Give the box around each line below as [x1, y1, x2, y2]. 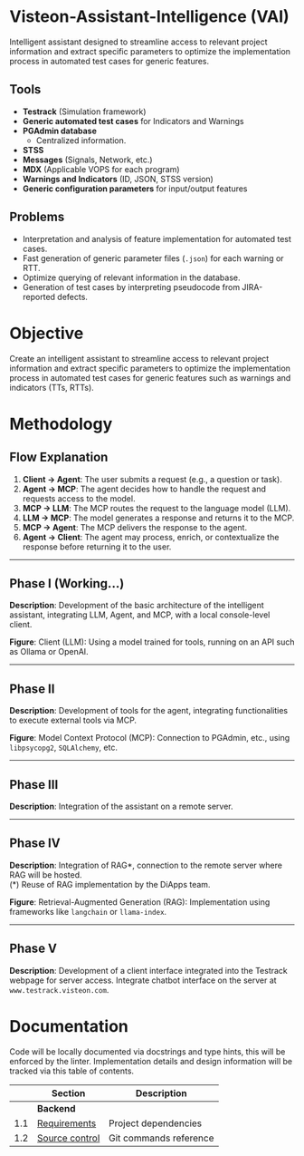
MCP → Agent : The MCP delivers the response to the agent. [22, 521, 247, 532]
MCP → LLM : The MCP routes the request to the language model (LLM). [22, 502, 291, 513]
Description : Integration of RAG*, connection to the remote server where [9, 860, 283, 870]
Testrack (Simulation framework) [22, 106, 147, 117]
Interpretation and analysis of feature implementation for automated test [22, 233, 292, 244]
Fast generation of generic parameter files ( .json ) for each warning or [22, 252, 284, 264]
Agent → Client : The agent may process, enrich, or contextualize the [22, 531, 280, 542]
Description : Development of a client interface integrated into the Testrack [9, 965, 288, 976]
